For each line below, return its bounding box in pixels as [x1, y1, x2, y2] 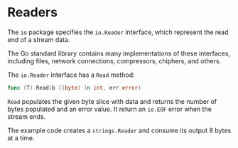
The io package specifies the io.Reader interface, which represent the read [7, 28, 229, 36]
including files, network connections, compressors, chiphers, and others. [7, 56, 222, 65]
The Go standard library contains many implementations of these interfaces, [7, 49, 231, 58]
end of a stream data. [7, 35, 70, 43]
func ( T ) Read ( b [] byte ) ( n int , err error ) [7, 84, 141, 91]
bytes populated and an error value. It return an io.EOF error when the [7, 105, 212, 113]
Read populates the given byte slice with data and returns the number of [7, 97, 217, 105]
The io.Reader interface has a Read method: [7, 70, 135, 79]
